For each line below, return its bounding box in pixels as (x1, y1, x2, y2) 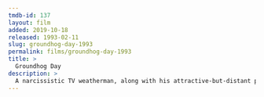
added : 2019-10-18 (8, 26, 68, 34)
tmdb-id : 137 (8, 11, 51, 20)
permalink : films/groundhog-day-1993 (8, 48, 132, 56)
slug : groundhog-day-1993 (8, 41, 93, 48)
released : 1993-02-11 (8, 33, 79, 41)
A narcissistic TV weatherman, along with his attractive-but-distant (15, 77, 251, 84)
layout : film (8, 19, 51, 27)
